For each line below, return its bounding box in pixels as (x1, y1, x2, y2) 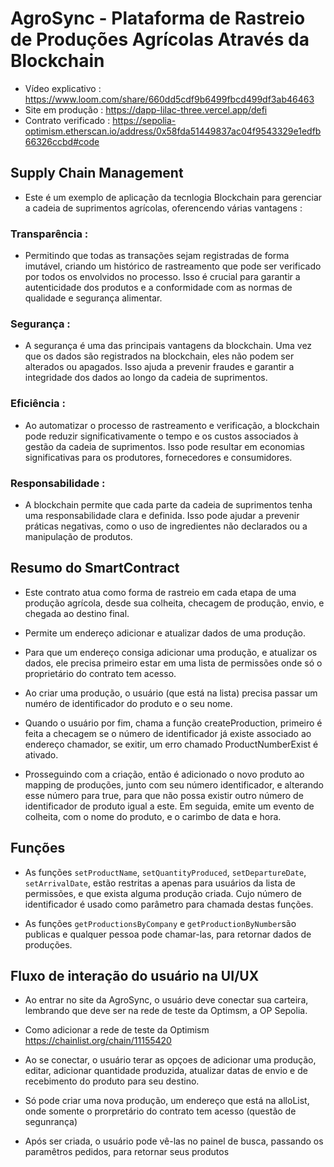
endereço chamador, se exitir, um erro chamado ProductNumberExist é (24, 738, 319, 750)
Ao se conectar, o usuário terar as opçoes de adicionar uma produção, (24, 1054, 317, 1066)
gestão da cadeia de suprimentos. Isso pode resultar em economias (24, 440, 305, 452)
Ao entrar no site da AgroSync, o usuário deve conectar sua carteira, (24, 994, 309, 1006)
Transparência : (10, 227, 89, 241)
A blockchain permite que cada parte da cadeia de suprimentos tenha (24, 498, 313, 511)
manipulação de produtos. (24, 530, 133, 542)
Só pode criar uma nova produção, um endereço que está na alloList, (24, 1095, 310, 1107)
